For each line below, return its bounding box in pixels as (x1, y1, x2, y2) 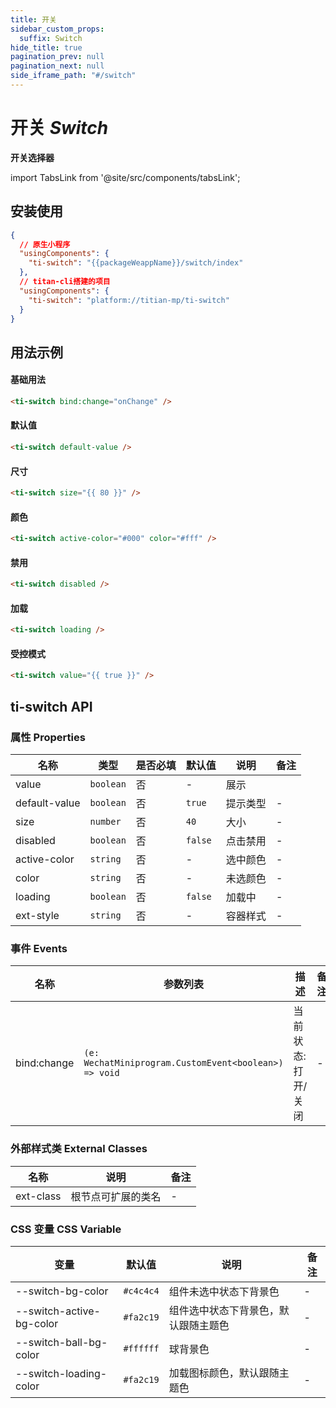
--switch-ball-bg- (15, 1335, 108, 1349)
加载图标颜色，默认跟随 (168, 1366, 280, 1380)
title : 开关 (10, 14, 57, 25)
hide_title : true (10, 42, 83, 53)
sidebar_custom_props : (10, 24, 105, 34)
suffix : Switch (19, 33, 83, 43)
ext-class (15, 1189, 62, 1203)
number (89, 816, 122, 827)
